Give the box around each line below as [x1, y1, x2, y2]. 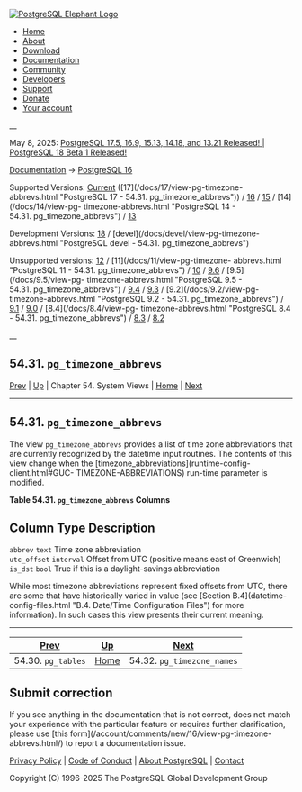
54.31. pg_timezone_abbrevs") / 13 [9, 211, 137, 221]
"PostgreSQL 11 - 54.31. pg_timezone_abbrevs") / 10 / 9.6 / [9, 265, 225, 275]
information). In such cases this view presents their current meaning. [9, 609, 264, 621]
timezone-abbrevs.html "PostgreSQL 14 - [83, 201, 236, 212]
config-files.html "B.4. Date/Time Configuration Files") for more [9, 600, 244, 611]
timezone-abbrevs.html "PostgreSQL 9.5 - [86, 275, 243, 285]
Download [22, 45, 61, 56]
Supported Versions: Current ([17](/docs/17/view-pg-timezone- [9, 182, 244, 193]
